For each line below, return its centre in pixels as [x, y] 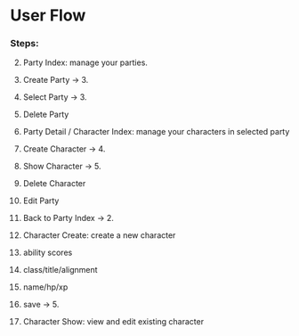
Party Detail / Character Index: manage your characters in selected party [156, 132]
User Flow [48, 16]
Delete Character [54, 184]
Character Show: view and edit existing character [113, 322]
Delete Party [46, 115]
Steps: [24, 44]
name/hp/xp [45, 287]
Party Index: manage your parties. [85, 62]
